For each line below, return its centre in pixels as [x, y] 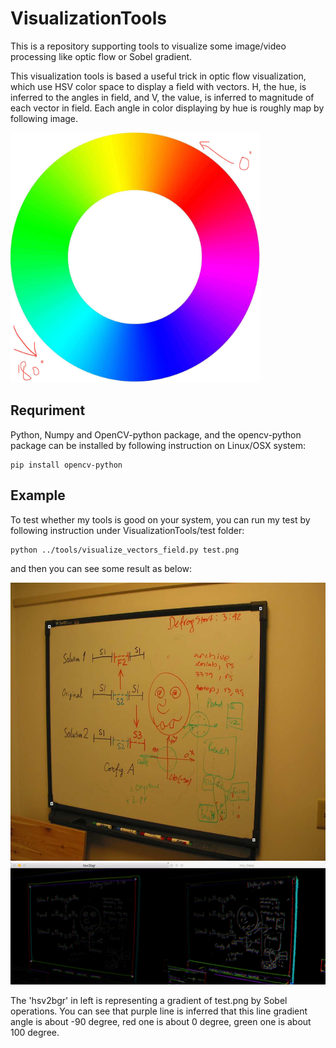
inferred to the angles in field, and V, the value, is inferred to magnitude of [162, 97]
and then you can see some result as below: [101, 568]
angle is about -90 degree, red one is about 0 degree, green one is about [161, 1022]
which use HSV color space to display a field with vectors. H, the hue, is [158, 86]
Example [38, 495]
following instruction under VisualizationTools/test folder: [127, 530]
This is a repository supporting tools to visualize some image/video [148, 46]
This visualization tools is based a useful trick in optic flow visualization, [158, 76]
